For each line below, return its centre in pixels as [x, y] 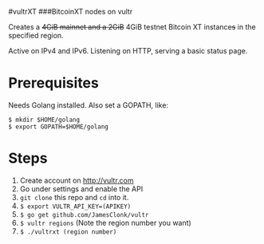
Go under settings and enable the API [81, 189]
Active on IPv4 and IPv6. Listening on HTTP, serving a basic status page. [128, 51]
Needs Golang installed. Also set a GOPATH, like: [89, 105]
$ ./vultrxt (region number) [68, 232]
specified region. [36, 35]
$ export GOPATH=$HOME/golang [59, 127]
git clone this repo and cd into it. [74, 197]
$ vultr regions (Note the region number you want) [105, 222]
